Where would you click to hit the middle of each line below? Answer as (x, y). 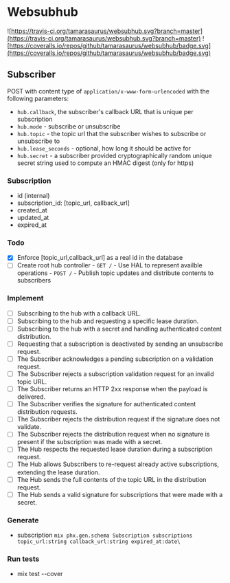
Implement (25, 298)
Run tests (23, 559)
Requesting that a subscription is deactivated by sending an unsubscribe (120, 344)
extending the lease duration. (58, 472)
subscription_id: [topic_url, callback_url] (73, 203)
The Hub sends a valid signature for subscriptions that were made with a (120, 494)
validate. (29, 427)
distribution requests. (47, 412)
